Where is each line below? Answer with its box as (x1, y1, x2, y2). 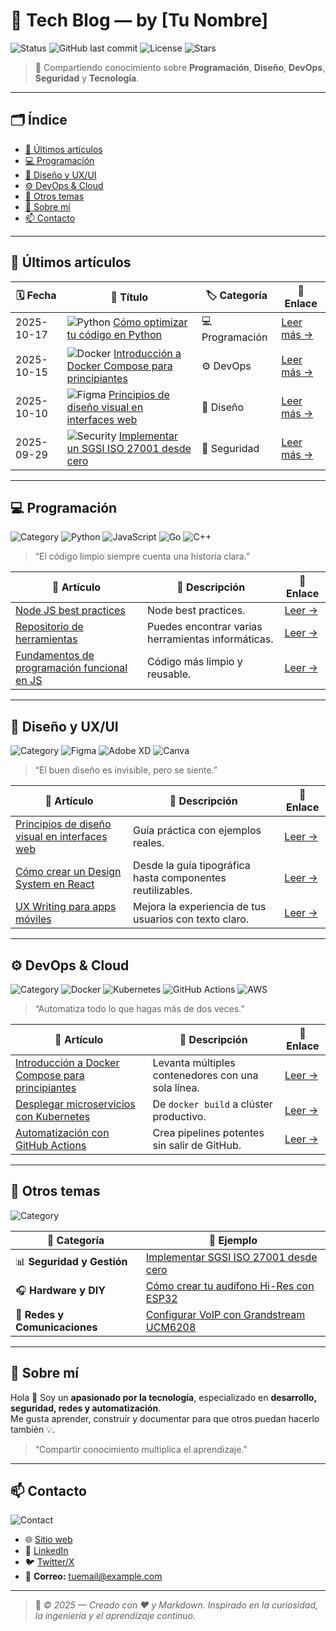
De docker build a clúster (152, 1097, 273, 1111)
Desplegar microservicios (15, 1097, 136, 1111)
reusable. (146, 667, 192, 681)
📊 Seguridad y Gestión (15, 1255, 128, 1269)
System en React (15, 877, 95, 891)
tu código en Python (66, 328, 162, 342)
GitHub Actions (15, 1139, 87, 1152)
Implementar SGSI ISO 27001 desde (145, 1250, 318, 1264)
